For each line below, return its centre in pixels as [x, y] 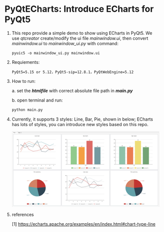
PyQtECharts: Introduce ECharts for [79, 9]
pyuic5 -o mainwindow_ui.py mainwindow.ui [56, 53]
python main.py [27, 110]
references [23, 215]
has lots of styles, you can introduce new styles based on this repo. [80, 124]
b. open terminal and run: [37, 100]
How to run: [24, 81]
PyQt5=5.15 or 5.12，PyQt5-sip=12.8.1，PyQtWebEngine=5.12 [72, 72]
